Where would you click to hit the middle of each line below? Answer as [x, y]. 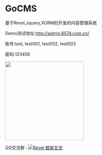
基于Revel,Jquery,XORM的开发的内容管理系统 [51, 23]
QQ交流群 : [16, 148]
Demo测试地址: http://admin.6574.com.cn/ [47, 33]
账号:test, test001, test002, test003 [40, 44]
